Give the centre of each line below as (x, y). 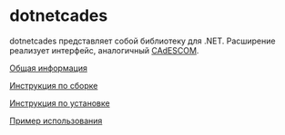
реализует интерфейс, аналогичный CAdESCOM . (104, 50)
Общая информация (49, 68)
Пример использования (56, 121)
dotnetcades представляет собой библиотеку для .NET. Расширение (142, 41)
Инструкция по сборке (54, 85)
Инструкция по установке (60, 103)
